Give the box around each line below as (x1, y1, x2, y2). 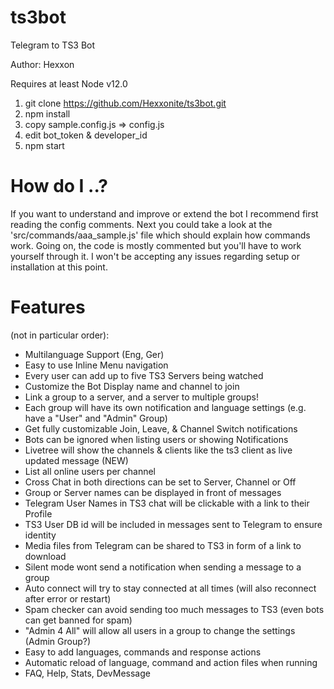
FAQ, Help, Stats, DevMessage (24, 667, 151, 679)
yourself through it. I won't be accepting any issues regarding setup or (10, 250, 300, 262)
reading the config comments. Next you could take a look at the (10, 218, 273, 230)
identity (24, 529, 57, 541)
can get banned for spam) (24, 614, 133, 626)
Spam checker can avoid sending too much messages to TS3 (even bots (24, 603, 325, 615)
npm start (24, 139, 65, 151)
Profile (24, 507, 53, 520)
